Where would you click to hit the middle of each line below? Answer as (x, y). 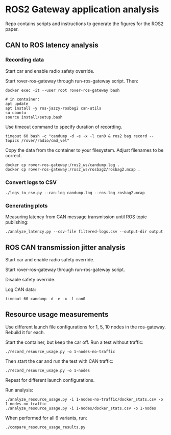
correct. (14, 155)
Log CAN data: (21, 289)
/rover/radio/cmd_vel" (45, 140)
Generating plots (27, 205)
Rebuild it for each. (25, 332)
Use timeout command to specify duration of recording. (64, 127)
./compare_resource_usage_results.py (45, 427)
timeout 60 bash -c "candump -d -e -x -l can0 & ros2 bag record (76, 136)
